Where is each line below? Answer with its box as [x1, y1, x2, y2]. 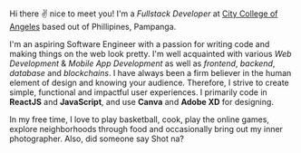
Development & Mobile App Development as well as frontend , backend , [9, 58, 276, 69]
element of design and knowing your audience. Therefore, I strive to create [9, 77, 290, 88]
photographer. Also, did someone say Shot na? [9, 133, 184, 144]
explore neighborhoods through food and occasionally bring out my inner [9, 124, 284, 134]
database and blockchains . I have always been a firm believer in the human [9, 68, 292, 78]
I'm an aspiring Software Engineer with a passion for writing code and [9, 39, 270, 49]
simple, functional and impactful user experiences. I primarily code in [9, 87, 267, 98]
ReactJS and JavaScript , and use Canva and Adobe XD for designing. [9, 97, 275, 107]
